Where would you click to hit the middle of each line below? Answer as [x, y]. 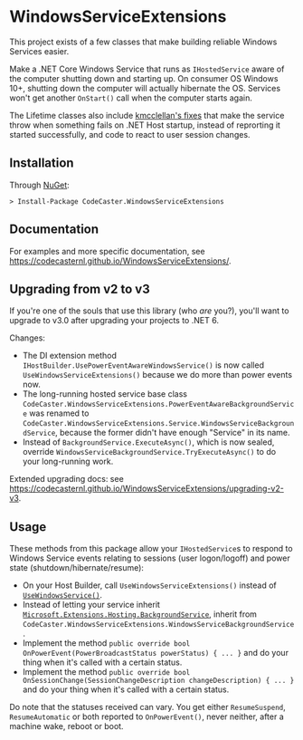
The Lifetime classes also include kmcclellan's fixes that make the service [147, 115]
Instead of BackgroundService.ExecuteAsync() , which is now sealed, [148, 442]
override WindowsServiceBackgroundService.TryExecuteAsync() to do [149, 452]
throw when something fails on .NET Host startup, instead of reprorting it [145, 125]
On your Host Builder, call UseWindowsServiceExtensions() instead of [150, 585]
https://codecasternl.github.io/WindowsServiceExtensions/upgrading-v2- [147, 489]
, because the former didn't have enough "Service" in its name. [173, 433]
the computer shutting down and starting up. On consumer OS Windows [144, 78]
